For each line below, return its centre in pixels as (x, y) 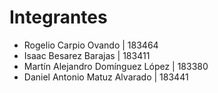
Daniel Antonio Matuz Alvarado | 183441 (106, 77)
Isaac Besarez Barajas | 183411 (87, 55)
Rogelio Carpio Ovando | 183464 (91, 45)
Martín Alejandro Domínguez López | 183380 (116, 66)
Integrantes (58, 17)
